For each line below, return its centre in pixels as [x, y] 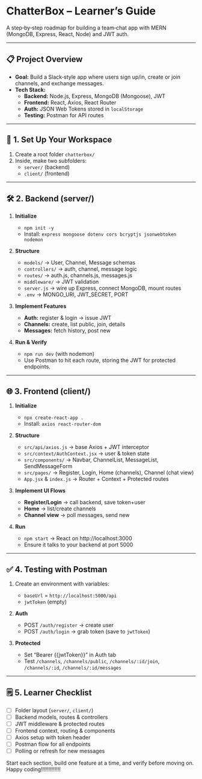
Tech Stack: [30, 90]
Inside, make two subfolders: [51, 160]
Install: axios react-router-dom [62, 424]
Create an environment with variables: [62, 584]
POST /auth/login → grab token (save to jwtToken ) [87, 631]
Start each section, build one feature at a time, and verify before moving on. [100, 763]
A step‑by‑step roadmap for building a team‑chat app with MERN [86, 28]
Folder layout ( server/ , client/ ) [54, 710]
